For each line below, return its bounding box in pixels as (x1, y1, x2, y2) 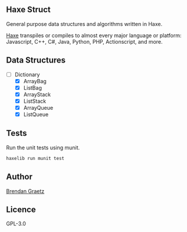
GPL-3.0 (6, 220, 27, 227)
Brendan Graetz (6, 187, 45, 194)
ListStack (23, 97, 47, 104)
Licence (6, 204, 37, 214)
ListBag (23, 84, 42, 91)
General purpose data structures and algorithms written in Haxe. (6, 20, 163, 27)
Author (6, 172, 32, 182)
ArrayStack (23, 91, 51, 98)
